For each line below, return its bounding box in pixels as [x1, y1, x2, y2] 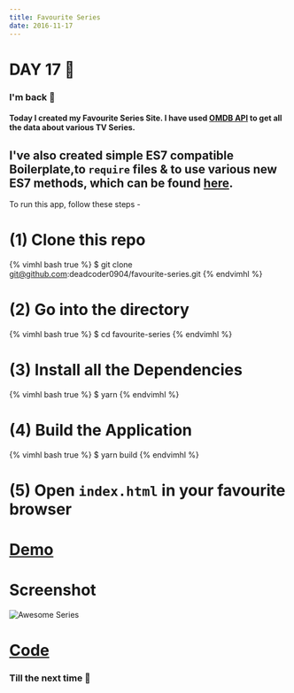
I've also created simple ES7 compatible [9, 148, 235, 163]
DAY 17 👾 [9, 59, 75, 80]
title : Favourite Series [9, 12, 101, 22]
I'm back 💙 [9, 90, 56, 103]
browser [9, 499, 73, 519]
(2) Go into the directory [9, 300, 190, 320]
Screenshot [9, 581, 97, 600]
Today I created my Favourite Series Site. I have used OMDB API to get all [9, 112, 282, 124]
